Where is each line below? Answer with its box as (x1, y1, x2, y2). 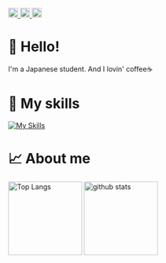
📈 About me (8, 150, 91, 168)
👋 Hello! (8, 38, 61, 56)
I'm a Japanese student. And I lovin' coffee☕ (8, 64, 153, 74)
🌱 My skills (8, 95, 80, 113)
